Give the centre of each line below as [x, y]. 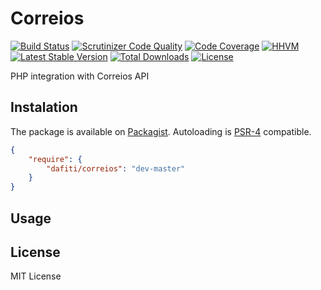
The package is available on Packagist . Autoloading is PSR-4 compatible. [161, 131]
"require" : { [55, 159]
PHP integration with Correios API [80, 76]
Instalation [44, 107]
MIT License [36, 276]
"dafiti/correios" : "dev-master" [116, 168]
